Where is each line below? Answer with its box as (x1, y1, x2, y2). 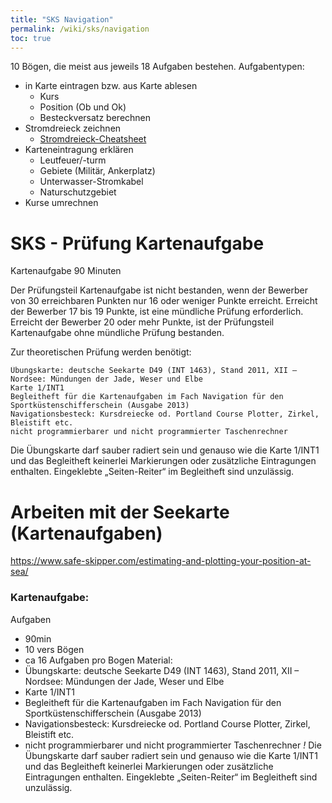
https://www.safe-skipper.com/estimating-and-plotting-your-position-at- (10, 555, 312, 567)
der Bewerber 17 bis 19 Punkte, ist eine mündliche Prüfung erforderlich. (10, 306, 304, 318)
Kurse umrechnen (24, 197, 99, 209)
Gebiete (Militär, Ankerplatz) (39, 165, 156, 177)
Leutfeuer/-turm (39, 154, 107, 166)
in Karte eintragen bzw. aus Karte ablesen (24, 80, 198, 92)
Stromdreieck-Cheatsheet (39, 133, 147, 145)
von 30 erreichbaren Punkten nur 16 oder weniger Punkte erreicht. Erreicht (10, 295, 318, 307)
